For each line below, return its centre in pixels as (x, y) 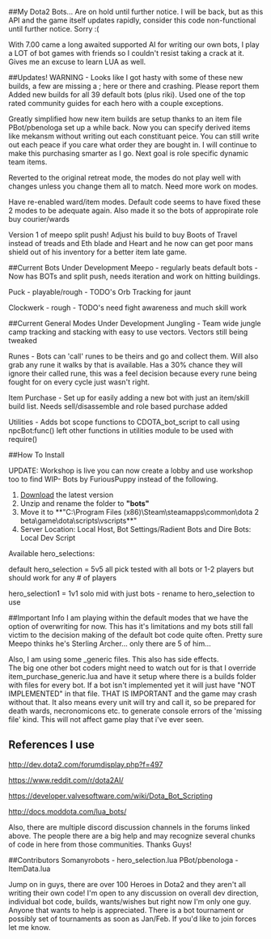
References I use (51, 745)
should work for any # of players (63, 578)
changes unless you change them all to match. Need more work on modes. (133, 186)
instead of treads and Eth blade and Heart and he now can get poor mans (131, 243)
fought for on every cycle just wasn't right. (79, 382)
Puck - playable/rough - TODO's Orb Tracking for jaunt (100, 292)
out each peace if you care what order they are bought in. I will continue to (133, 144)
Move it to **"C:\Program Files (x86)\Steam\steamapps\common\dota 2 (139, 512)
